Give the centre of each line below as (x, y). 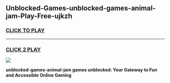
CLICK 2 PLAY (23, 49)
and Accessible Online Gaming (39, 75)
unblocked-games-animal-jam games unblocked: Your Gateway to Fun (82, 69)
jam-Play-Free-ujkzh (39, 16)
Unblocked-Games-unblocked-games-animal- (81, 8)
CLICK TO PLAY (25, 31)
